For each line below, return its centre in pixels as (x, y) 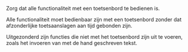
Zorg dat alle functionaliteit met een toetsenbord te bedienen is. (83, 8)
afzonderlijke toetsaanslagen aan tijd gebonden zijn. (69, 26)
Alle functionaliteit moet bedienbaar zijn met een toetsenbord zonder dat (94, 19)
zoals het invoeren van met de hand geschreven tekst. (72, 43)
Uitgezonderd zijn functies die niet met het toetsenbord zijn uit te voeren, (95, 37)
